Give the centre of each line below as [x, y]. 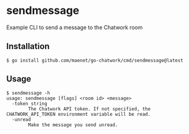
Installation [28, 46]
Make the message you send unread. [73, 125]
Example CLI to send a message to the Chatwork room [74, 27]
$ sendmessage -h [28, 93]
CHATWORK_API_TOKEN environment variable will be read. [78, 114]
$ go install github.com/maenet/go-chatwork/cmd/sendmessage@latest [95, 60]
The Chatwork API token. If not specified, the [89, 109]
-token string [29, 104]
